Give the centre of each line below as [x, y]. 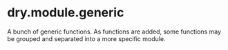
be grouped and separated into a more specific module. [86, 38]
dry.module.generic [66, 13]
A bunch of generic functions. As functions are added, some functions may [114, 32]
